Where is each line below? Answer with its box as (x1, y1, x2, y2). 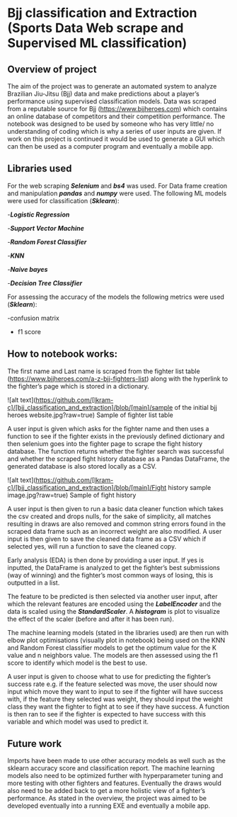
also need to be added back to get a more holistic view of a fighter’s (7, 787, 206, 795)
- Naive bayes (7, 265, 48, 273)
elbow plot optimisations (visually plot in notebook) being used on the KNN (7, 636, 226, 644)
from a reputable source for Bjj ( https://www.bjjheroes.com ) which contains (7, 105, 228, 113)
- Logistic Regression (7, 210, 70, 219)
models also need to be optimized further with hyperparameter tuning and (7, 772, 224, 780)
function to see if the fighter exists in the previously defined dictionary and (7, 432, 225, 440)
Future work (7, 738, 62, 750)
